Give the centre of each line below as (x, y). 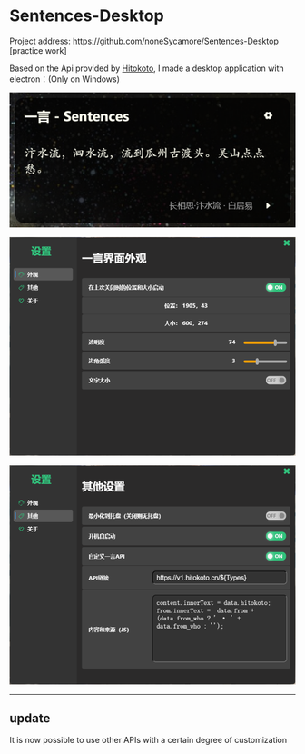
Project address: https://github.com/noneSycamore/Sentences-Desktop (144, 41)
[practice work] (38, 50)
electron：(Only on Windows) (65, 79)
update (30, 718)
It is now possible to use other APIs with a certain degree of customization (148, 740)
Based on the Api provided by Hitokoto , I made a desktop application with (147, 68)
